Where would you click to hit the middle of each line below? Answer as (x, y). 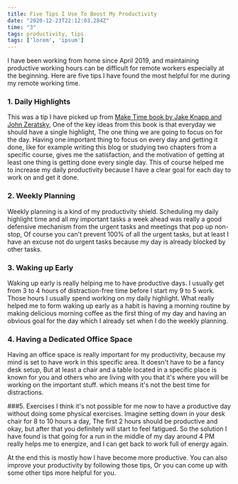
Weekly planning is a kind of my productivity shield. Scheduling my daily (113, 211)
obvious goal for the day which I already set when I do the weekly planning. (118, 321)
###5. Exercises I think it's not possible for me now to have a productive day (119, 407)
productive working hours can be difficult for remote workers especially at (116, 68)
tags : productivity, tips (45, 34)
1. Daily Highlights (39, 102)
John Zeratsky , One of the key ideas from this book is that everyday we (112, 124)
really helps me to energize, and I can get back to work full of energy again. (118, 444)
